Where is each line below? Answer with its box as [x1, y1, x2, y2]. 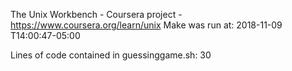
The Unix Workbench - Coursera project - [10, 9, 183, 20]
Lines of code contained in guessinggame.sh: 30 [10, 49, 212, 61]
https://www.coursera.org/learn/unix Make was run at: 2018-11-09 [10, 19, 283, 31]
